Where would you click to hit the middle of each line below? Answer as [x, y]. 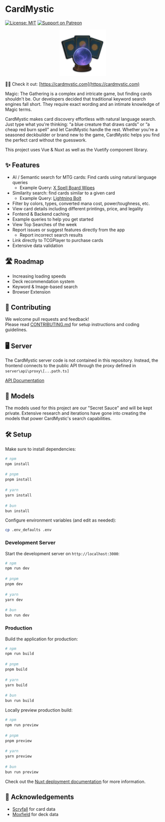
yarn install [18, 495]
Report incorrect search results [51, 235]
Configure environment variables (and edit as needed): [61, 520]
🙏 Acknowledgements [40, 797]
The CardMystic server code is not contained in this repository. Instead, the [82, 360]
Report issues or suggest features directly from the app [68, 230]
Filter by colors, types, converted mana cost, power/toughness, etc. [81, 203]
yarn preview [18, 756]
